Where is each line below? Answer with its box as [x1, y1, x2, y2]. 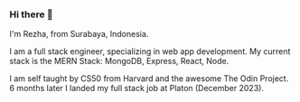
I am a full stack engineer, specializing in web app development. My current [9, 46, 291, 57]
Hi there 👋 [9, 8, 54, 21]
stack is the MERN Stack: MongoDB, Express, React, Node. [9, 56, 230, 67]
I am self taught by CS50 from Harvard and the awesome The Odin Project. [9, 73, 289, 84]
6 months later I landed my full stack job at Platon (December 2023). [9, 83, 265, 94]
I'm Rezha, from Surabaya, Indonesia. [9, 29, 149, 40]
